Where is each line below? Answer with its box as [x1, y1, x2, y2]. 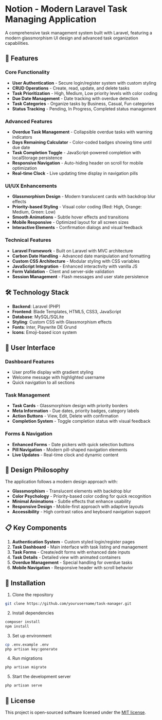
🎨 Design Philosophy [5, 466, 69, 474]
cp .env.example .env [5, 642, 49, 647]
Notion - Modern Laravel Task [5, 3, 127, 15]
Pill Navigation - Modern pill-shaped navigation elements [12, 447, 127, 452]
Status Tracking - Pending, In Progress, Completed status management [12, 106, 157, 111]
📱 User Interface [5, 343, 55, 352]
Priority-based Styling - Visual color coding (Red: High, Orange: [12, 204, 142, 210]
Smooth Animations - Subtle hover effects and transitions [12, 214, 129, 220]
